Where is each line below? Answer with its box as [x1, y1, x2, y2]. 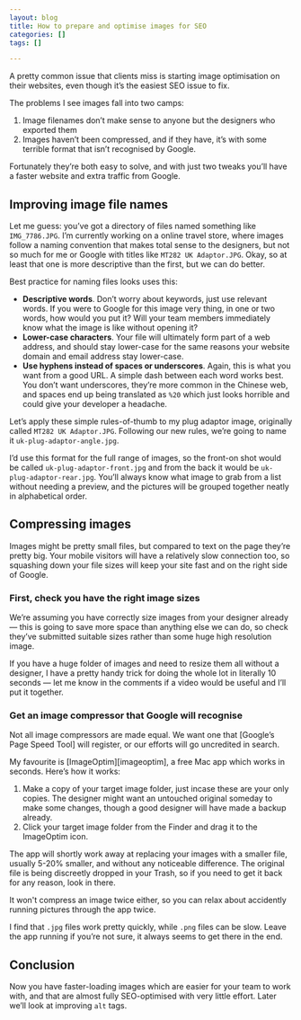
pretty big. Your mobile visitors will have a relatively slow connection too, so [9, 550, 290, 561]
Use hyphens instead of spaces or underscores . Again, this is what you [22, 360, 291, 371]
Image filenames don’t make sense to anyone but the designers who [22, 115, 276, 126]
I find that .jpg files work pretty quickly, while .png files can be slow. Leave [9, 922, 288, 933]
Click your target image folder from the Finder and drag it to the [22, 821, 258, 832]
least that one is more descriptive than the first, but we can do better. [9, 259, 265, 270]
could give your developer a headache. [22, 399, 168, 410]
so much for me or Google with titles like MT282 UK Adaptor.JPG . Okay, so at [9, 249, 288, 261]
